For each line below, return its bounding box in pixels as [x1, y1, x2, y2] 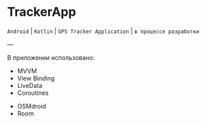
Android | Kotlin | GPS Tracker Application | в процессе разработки [7, 27, 200, 35]
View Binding [17, 74, 55, 82]
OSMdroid [17, 102, 47, 110]
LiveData [17, 81, 43, 89]
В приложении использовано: [7, 53, 95, 62]
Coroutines [17, 89, 49, 97]
